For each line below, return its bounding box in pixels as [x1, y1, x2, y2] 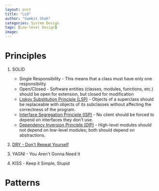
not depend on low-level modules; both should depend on [19, 127, 135, 133]
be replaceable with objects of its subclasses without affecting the [19, 101, 151, 107]
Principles [5, 50, 47, 61]
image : [5, 29, 18, 34]
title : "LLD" [5, 12, 31, 16]
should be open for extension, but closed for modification [19, 91, 134, 97]
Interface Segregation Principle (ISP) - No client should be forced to [19, 112, 155, 118]
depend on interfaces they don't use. [19, 117, 93, 122]
